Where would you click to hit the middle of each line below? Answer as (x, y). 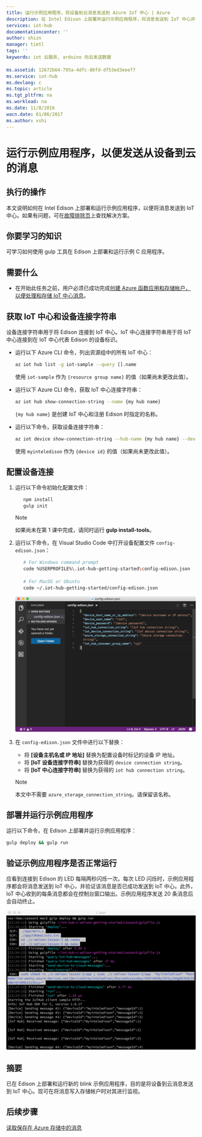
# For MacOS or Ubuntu (51, 581)
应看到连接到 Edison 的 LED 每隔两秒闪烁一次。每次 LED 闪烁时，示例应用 (97, 879)
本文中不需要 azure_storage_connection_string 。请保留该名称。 (94, 794)
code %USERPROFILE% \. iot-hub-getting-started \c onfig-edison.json (107, 569)
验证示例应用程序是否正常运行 (62, 863)
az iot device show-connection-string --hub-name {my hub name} (97, 439)
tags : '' (17, 51)
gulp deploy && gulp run (37, 843)
